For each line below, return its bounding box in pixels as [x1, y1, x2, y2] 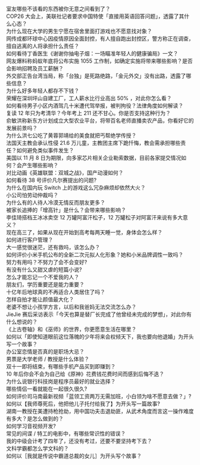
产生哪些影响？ [21, 162, 58, 169]
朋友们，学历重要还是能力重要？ [6, 281, 85, 288]
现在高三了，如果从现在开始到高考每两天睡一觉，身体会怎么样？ [6, 229, 162, 235]
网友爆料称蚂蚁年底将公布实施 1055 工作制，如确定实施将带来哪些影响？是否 [6, 57, 193, 64]
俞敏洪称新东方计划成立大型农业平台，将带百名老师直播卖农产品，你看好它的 [6, 117, 194, 124]
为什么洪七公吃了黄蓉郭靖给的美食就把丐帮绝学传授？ [6, 132, 137, 139]
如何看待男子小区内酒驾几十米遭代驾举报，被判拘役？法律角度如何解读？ [6, 102, 183, 109]
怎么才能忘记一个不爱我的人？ [6, 274, 79, 280]
